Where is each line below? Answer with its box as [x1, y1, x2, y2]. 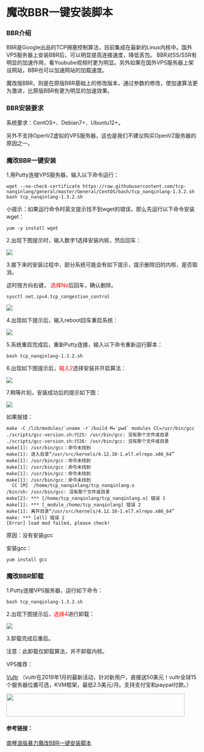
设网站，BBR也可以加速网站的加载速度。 [6, 66, 108, 74]
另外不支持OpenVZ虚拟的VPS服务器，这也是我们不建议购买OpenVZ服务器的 [6, 132, 197, 139]
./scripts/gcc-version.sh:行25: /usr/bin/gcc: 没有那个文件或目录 [6, 432, 169, 438]
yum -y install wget [6, 225, 59, 231]
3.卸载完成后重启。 [6, 634, 54, 642]
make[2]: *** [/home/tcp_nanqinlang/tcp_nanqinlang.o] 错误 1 [6, 496, 166, 502]
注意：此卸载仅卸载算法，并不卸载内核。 [6, 648, 108, 655]
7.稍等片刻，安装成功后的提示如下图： [6, 389, 102, 396]
